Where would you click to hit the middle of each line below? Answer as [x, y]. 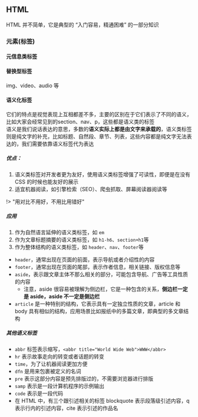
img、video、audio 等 [33, 86]
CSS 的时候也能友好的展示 [46, 182]
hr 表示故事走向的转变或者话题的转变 [60, 356]
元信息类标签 [22, 57]
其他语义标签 [22, 333]
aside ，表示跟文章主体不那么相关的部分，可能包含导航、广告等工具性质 [101, 274]
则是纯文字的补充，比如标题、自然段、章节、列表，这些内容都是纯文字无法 [96, 136]
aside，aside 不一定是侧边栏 [65, 296]
